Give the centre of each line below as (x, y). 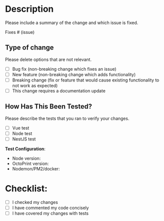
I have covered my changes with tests (50, 213)
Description (29, 9)
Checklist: (26, 189)
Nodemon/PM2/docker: (36, 169)
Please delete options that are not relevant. (48, 59)
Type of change (29, 48)
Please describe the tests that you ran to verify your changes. (67, 118)
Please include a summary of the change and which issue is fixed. (72, 23)
